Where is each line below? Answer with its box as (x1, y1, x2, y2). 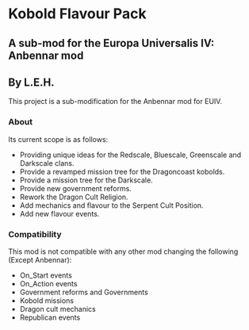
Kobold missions (19, 295, 74, 305)
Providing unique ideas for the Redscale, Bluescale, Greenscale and (19, 150, 242, 159)
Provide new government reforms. (19, 183, 132, 193)
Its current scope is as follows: (8, 134, 109, 144)
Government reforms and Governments (19, 287, 148, 297)
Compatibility (8, 228, 62, 240)
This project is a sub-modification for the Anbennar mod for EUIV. (8, 97, 223, 106)
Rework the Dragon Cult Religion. (19, 192, 128, 201)
